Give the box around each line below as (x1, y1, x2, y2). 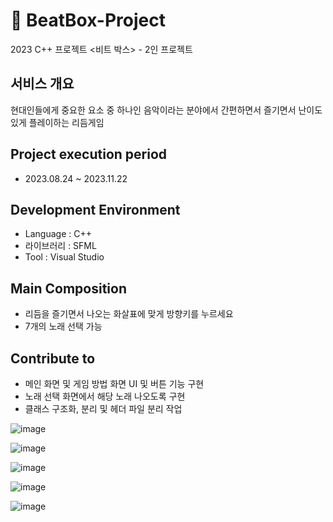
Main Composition (10, 280, 127, 297)
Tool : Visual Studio (24, 251, 105, 263)
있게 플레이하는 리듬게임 (10, 116, 105, 128)
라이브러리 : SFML (24, 240, 97, 252)
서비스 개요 (10, 75, 75, 93)
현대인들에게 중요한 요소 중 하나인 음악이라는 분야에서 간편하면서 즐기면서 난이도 (10, 104, 323, 116)
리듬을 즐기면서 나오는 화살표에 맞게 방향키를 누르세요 (24, 308, 234, 320)
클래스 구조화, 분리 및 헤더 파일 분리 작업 (24, 403, 183, 414)
